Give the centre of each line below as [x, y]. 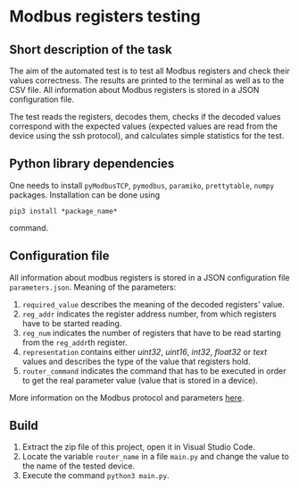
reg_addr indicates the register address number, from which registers [149, 314]
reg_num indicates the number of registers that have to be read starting [151, 333]
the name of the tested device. [79, 466]
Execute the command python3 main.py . [96, 476]
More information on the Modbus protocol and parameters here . [127, 397]
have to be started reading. [72, 323]
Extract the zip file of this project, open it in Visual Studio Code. [139, 447]
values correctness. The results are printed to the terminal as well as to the [147, 80]
